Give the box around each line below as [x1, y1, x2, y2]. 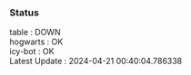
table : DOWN [9, 27, 61, 38]
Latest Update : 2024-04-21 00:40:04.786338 [9, 56, 183, 67]
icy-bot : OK [9, 46, 55, 57]
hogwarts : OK [9, 36, 64, 47]
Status [9, 6, 39, 19]
